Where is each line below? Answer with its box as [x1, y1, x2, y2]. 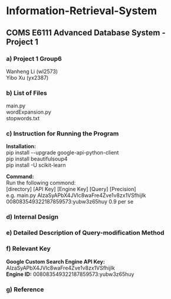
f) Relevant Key [6, 245, 51, 253]
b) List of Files [6, 88, 47, 97]
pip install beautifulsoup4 [6, 155, 68, 163]
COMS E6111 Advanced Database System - [6, 28, 166, 38]
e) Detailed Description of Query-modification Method [6, 229, 165, 237]
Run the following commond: [6, 179, 76, 186]
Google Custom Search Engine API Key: [6, 258, 105, 265]
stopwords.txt [6, 115, 40, 122]
